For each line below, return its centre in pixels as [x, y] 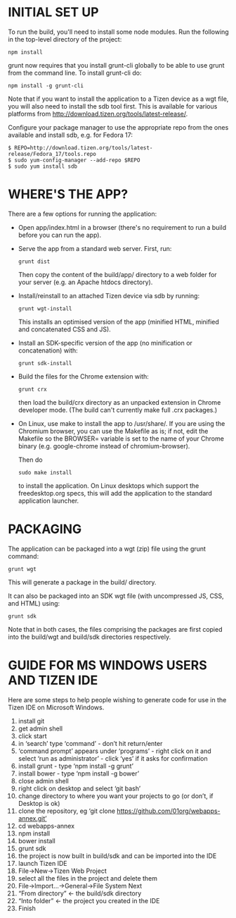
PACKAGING [45, 529]
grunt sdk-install [45, 363]
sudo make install [45, 472]
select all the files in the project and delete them [87, 878]
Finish [27, 908]
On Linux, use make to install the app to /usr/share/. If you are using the [122, 423]
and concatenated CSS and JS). [64, 329]
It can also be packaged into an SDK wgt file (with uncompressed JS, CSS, [116, 596]
